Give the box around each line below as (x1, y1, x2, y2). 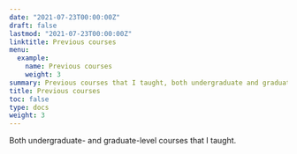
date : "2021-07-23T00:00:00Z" (9, 12, 121, 22)
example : (17, 54, 49, 62)
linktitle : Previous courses (9, 37, 117, 47)
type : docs (9, 103, 49, 112)
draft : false (9, 21, 57, 30)
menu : (9, 46, 29, 55)
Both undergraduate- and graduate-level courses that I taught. (9, 136, 237, 146)
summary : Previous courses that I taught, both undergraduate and (9, 78, 259, 87)
